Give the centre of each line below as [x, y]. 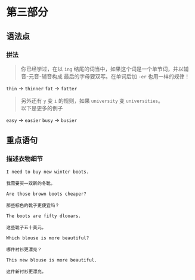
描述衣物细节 [25, 159]
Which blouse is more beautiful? [48, 238]
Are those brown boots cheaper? [46, 194]
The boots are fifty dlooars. [44, 216]
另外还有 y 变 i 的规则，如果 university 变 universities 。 [92, 101]
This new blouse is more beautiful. [52, 260]
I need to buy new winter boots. [48, 172]
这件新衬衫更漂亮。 [26, 272]
